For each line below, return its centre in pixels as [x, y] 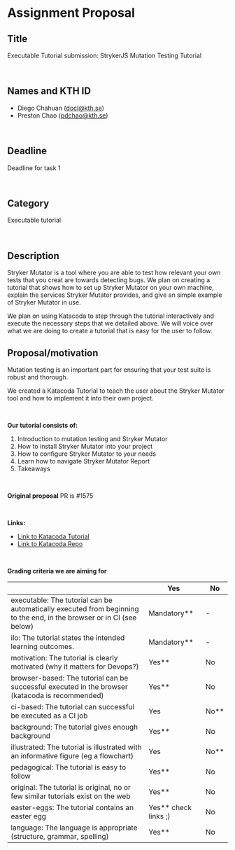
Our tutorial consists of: [43, 426]
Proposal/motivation [53, 353]
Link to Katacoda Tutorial [53, 536]
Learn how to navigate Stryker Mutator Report [84, 461]
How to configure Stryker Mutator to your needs [86, 454]
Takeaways [34, 469]
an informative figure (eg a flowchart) [72, 756]
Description [33, 256]
